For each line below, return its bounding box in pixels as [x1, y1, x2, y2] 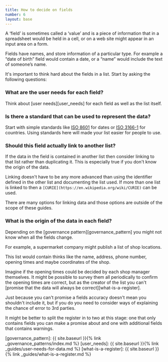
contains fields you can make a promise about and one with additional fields [5, 320, 162, 326]
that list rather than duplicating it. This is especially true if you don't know [5, 159, 157, 165]
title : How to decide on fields [5, 7, 73, 13]
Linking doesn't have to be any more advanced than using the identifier [5, 174, 152, 180]
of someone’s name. [5, 61, 47, 68]
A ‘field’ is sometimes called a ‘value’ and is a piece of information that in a [5, 31, 159, 37]
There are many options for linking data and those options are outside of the [5, 200, 163, 206]
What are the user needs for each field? [5, 89, 104, 96]
